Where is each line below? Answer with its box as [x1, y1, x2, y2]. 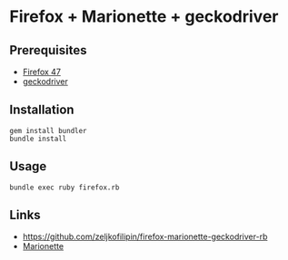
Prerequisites [9, 43, 87, 58]
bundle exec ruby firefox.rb [9, 183, 120, 192]
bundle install [9, 134, 67, 143]
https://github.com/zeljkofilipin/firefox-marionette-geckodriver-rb [22, 231, 268, 242]
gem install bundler [9, 126, 88, 135]
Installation [9, 102, 74, 118]
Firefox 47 [22, 66, 62, 77]
